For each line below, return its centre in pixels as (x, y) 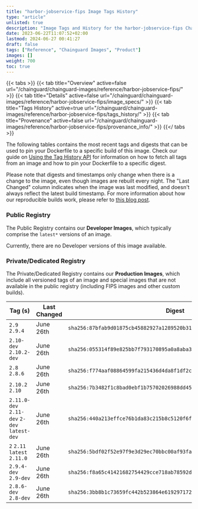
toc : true (18, 66)
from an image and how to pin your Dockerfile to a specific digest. (86, 163)
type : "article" (26, 17)
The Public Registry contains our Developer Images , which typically (89, 228)
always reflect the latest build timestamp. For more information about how (96, 194)
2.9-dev (20, 478)
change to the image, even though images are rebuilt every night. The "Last (98, 181)
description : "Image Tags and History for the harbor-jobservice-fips (95, 28)
